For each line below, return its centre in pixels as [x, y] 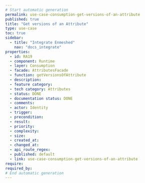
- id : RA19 [21, 56]
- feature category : [31, 84]
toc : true [16, 33]
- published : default [32, 154]
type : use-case [21, 29]
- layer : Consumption [32, 66]
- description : [26, 80]
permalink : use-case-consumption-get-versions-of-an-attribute [73, 15]
